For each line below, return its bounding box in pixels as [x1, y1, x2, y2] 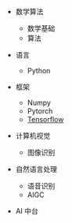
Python [27, 66, 51, 75]
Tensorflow [27, 115, 64, 124]
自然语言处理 [15, 165, 57, 173]
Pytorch [27, 106, 53, 116]
